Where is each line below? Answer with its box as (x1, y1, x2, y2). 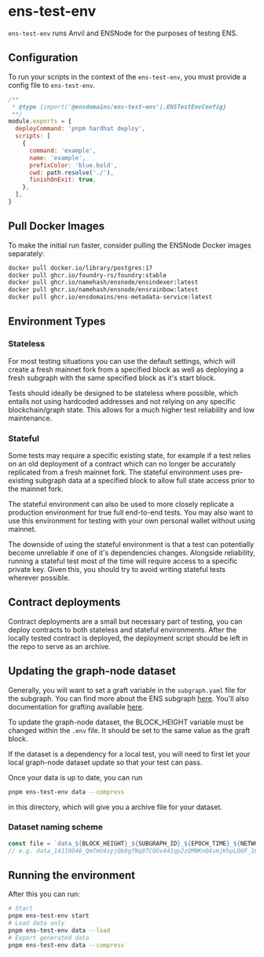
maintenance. (8, 413, 53, 423)
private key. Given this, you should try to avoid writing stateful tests (8, 565, 226, 574)
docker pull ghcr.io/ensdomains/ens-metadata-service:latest (8, 293, 213, 301)
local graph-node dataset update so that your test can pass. (8, 757, 203, 767)
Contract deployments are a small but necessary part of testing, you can (8, 616, 243, 626)
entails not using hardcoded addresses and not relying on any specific (8, 396, 236, 406)
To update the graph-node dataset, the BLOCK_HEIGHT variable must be (8, 717, 244, 727)
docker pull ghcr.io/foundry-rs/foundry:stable (8, 271, 167, 279)
